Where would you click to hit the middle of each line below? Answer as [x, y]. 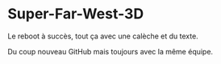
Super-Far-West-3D [76, 14]
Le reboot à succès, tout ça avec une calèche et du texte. [103, 36]
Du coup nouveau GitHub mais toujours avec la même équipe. [110, 51]
